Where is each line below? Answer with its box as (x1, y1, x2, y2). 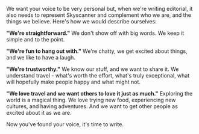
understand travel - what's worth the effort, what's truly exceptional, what (6, 72, 190, 79)
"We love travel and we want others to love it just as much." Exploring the (6, 90, 193, 97)
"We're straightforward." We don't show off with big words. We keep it (6, 29, 185, 37)
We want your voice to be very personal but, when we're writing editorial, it (6, 5, 193, 12)
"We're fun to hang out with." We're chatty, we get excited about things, (6, 47, 188, 55)
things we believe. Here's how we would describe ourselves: (6, 18, 157, 25)
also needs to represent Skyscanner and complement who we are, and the (6, 11, 192, 19)
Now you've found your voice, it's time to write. (6, 121, 124, 128)
